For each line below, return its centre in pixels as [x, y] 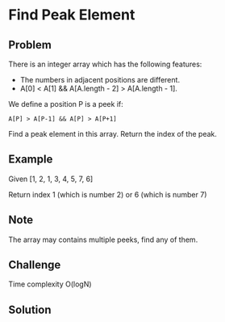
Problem [30, 45]
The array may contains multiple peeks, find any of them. [103, 239]
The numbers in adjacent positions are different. [100, 80]
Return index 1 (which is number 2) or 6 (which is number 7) [108, 194]
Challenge [35, 265]
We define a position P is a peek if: [66, 104]
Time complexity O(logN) [50, 284]
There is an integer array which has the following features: [105, 64]
